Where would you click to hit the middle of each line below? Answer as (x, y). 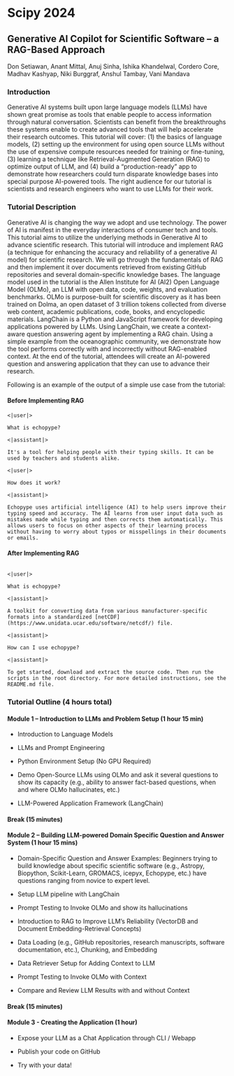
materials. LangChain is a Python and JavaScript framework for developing (115, 319)
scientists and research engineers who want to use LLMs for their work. (110, 189)
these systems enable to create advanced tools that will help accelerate (110, 129)
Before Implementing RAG (46, 401)
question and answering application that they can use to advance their (109, 363)
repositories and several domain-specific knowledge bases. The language (114, 274)
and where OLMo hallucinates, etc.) (68, 790)
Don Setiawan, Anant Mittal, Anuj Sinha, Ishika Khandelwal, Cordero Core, (114, 66)
